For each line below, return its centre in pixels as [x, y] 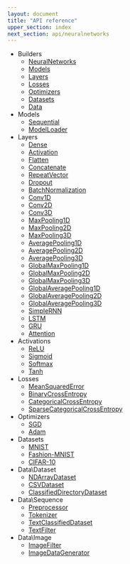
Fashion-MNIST [51, 454]
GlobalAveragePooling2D [65, 296]
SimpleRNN [45, 311]
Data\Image [34, 538]
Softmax [40, 364]
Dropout [40, 183]
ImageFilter [45, 546]
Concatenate [47, 167]
